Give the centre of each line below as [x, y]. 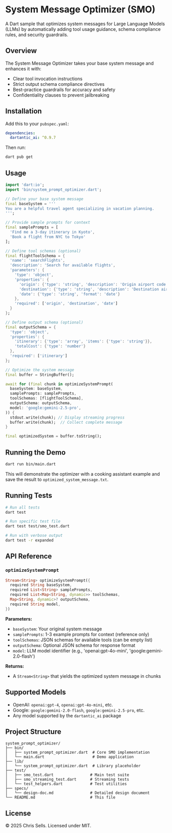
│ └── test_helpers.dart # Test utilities [66, 784]
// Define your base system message [44, 199]
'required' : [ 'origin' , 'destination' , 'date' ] [66, 304]
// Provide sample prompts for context [48, 223]
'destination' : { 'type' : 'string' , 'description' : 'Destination [89, 289]
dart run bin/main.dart [31, 464]
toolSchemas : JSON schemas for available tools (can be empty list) [82, 640]
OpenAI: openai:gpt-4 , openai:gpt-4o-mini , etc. [63, 704]
